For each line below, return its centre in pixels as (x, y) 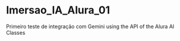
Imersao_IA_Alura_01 (58, 10)
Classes (16, 32)
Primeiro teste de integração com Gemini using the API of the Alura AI (90, 26)
